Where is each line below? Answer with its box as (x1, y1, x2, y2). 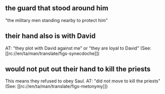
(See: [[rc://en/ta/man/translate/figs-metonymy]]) (5, 83, 108, 89)
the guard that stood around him (5, 4, 109, 12)
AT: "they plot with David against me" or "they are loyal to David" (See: (5, 45, 152, 51)
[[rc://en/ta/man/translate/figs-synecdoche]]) (5, 50, 100, 56)
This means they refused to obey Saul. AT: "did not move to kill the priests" (5, 78, 161, 84)
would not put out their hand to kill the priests (5, 65, 151, 73)
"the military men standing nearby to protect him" (5, 17, 108, 23)
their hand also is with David (5, 32, 96, 40)
